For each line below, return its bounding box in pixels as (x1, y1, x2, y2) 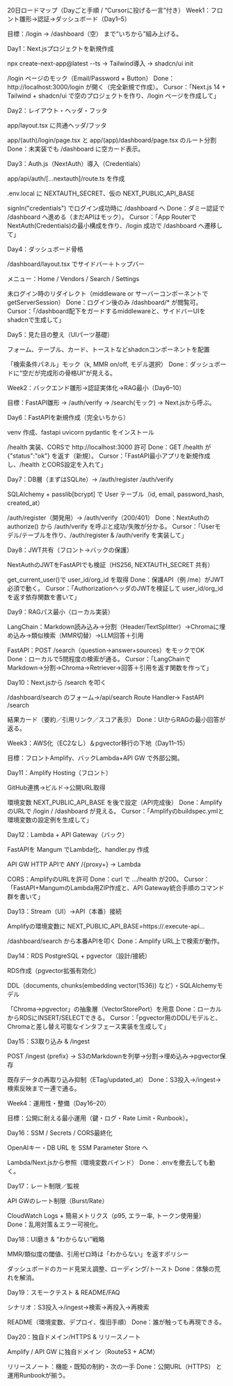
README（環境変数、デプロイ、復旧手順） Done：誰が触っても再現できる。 (7, 1318, 226, 1326)
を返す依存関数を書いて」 (7, 593, 81, 601)
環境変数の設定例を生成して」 (7, 815, 93, 824)
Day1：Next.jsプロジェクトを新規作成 (7, 45, 115, 52)
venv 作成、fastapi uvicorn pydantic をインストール (7, 428, 155, 436)
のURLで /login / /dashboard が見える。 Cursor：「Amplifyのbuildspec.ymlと (7, 807, 225, 815)
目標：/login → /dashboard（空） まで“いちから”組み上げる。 (7, 30, 183, 38)
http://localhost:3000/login (7, 83, 85, 91)
